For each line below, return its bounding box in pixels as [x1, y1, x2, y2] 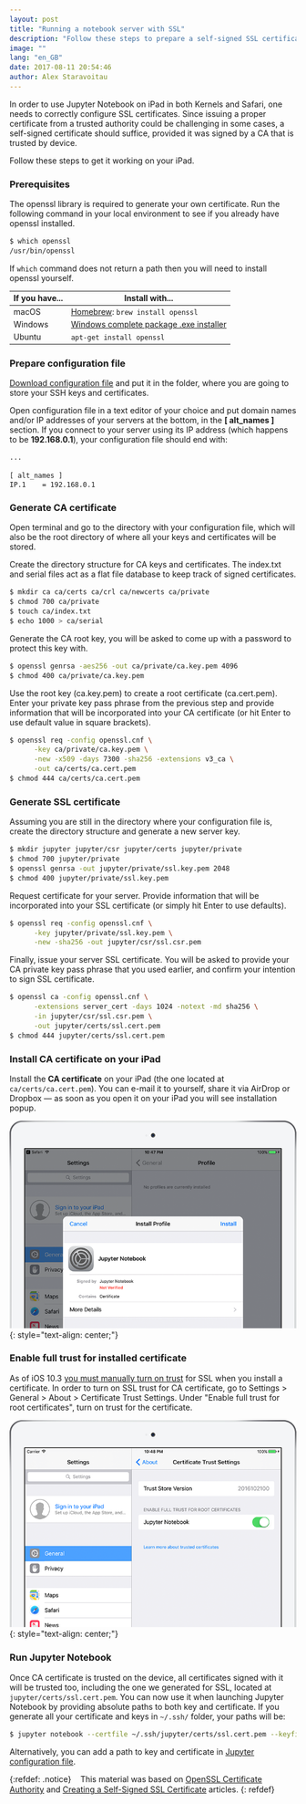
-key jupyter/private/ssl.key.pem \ [33, 928, 173, 937]
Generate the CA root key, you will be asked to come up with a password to [9, 632, 291, 643]
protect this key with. [9, 642, 88, 653]
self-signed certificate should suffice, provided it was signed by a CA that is [9, 128, 294, 139]
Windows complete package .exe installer [70, 318, 228, 329]
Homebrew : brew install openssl [70, 306, 199, 317]
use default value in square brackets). [9, 716, 152, 727]
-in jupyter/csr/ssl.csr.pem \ [33, 1012, 153, 1021]
